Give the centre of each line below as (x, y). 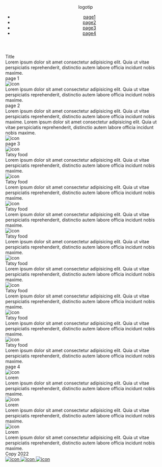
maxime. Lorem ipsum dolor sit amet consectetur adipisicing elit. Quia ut (81, 122)
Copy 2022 (17, 454)
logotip (86, 7)
